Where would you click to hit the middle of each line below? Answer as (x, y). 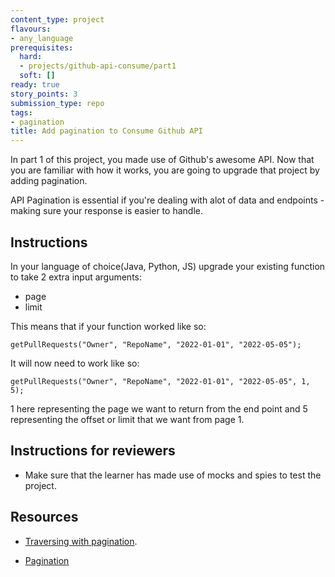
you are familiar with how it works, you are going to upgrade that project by (165, 170)
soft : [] (37, 76)
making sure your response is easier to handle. (106, 211)
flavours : (31, 29)
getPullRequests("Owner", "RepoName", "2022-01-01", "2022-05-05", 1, (160, 381)
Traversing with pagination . (81, 541)
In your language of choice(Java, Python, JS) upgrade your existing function (168, 266)
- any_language (42, 38)
